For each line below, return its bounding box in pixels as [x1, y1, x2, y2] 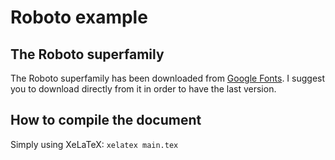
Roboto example [10, 6, 148, 29]
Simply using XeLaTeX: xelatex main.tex [10, 138, 179, 150]
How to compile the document [10, 112, 202, 129]
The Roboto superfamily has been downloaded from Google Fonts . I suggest [10, 72, 326, 84]
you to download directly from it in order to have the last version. [10, 83, 277, 95]
